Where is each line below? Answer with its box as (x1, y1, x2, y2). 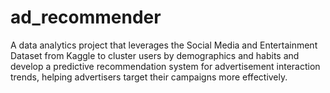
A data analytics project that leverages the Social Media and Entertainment (10, 39, 318, 51)
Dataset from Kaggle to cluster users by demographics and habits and (10, 49, 300, 61)
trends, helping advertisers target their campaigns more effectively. (10, 71, 288, 83)
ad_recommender (10, 6, 162, 29)
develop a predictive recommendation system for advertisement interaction (10, 60, 321, 72)
